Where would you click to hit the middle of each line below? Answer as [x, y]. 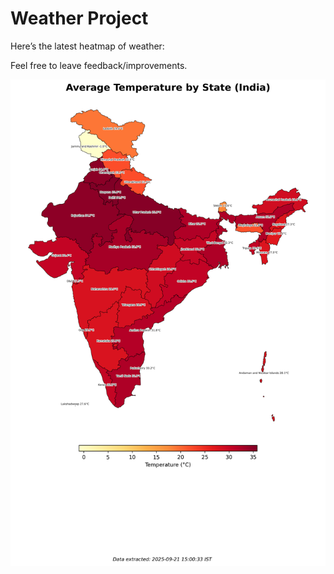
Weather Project [79, 18]
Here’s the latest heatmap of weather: [87, 46]
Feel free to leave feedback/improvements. [99, 65]
